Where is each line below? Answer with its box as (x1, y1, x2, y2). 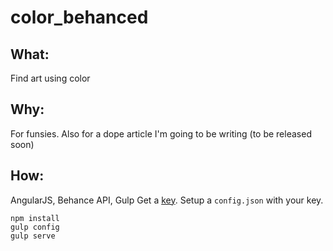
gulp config (10, 222, 60, 232)
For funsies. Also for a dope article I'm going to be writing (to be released (10, 127, 312, 140)
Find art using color (10, 72, 91, 84)
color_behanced (10, 6, 149, 29)
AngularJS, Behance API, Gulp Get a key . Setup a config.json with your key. (10, 194, 324, 206)
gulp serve (10, 231, 56, 241)
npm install (10, 213, 60, 223)
